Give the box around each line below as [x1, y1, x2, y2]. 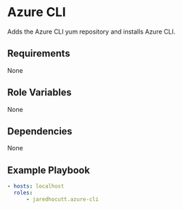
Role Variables [7, 87, 72, 99]
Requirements [7, 48, 70, 59]
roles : [13, 190, 33, 197]
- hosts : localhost [7, 183, 65, 190]
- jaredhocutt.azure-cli [25, 195, 99, 203]
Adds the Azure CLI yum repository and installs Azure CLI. [7, 27, 176, 36]
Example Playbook [7, 164, 90, 176]
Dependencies [7, 125, 72, 137]
